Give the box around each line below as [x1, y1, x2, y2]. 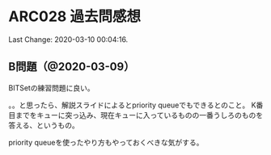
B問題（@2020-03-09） [8, 60, 135, 73]
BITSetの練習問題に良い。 [8, 82, 95, 93]
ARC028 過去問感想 [8, 7, 142, 26]
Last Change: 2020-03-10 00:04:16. [8, 34, 129, 44]
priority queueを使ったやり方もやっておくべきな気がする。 [8, 137, 204, 147]
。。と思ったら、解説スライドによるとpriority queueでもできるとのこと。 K [8, 100, 256, 110]
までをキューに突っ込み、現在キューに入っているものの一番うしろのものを [15, 110, 264, 119]
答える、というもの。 [8, 120, 79, 130]
